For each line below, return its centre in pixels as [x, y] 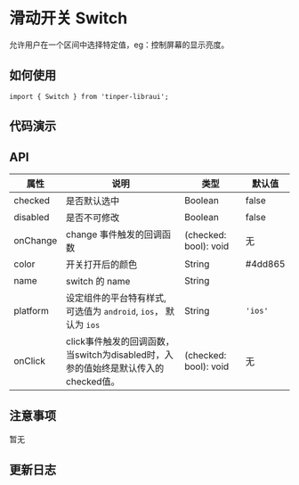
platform [31, 310]
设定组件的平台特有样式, [116, 298]
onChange [36, 240]
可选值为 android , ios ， [114, 311]
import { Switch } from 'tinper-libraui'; [89, 96]
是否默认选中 [93, 201]
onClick [30, 360]
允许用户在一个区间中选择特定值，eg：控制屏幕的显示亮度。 [119, 45]
